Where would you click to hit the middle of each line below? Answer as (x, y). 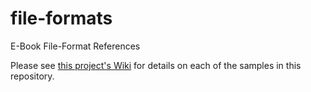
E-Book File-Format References (75, 46)
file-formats (61, 18)
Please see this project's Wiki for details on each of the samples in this (156, 65)
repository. (32, 76)
